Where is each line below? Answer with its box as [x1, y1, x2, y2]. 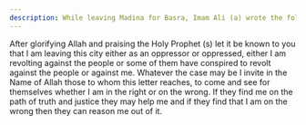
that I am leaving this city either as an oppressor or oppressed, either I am [9, 47, 287, 59]
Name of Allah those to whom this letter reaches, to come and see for [9, 76, 270, 87]
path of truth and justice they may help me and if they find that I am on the [9, 96, 289, 107]
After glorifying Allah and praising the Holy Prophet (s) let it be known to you [9, 38, 296, 49]
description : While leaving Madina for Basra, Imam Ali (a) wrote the [9, 13, 283, 23]
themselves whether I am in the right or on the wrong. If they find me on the [9, 86, 293, 97]
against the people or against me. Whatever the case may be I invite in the [9, 67, 288, 78]
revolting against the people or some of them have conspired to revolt [9, 57, 271, 68]
